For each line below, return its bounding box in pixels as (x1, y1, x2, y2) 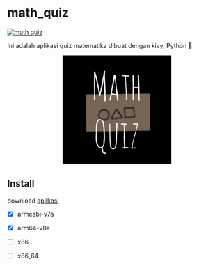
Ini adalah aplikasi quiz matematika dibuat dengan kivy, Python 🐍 (7, 41, 193, 49)
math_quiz (7, 5, 70, 21)
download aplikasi (7, 196, 59, 205)
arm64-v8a (17, 224, 50, 232)
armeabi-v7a (17, 210, 54, 218)
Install (7, 178, 35, 189)
